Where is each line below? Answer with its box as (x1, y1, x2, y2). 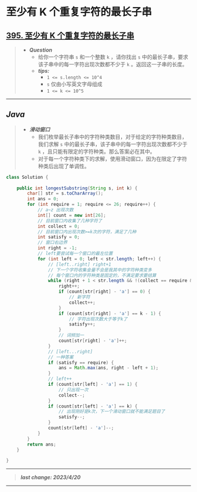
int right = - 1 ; (37, 245, 77, 251)
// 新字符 (69, 294, 90, 300)
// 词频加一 (58, 332, 84, 338)
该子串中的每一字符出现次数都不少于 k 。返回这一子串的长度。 (38, 61, 188, 67)
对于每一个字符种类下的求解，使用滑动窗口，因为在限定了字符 (38, 155, 188, 162)
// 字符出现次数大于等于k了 (69, 316, 128, 322)
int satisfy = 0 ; (37, 234, 80, 240)
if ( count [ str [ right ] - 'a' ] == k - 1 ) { (58, 310, 161, 317)
